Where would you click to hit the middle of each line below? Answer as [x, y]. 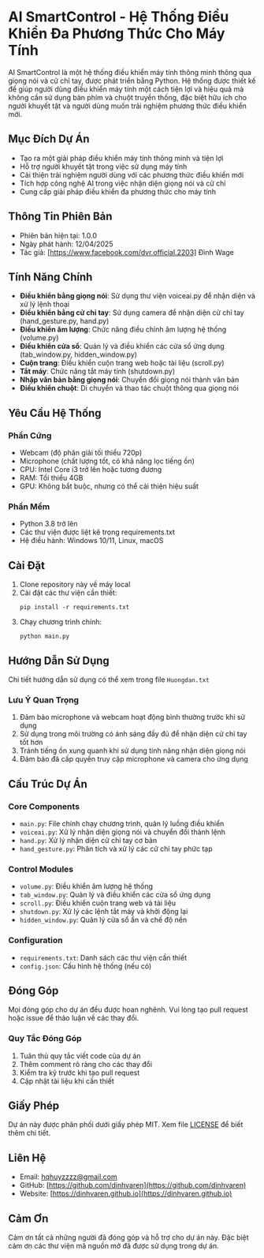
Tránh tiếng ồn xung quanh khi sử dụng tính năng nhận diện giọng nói [132, 751]
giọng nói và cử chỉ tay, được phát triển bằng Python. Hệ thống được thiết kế [132, 80]
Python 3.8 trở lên [48, 524]
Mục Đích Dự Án [49, 139]
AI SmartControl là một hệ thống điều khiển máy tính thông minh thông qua [130, 72]
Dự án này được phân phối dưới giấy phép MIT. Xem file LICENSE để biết [126, 1125]
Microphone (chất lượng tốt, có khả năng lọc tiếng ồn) [107, 461]
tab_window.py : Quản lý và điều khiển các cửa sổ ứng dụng [115, 895]
